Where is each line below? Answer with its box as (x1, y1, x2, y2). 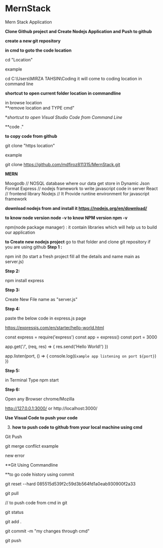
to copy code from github (5, 133, 57, 139)
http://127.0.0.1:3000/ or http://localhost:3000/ (5, 405, 98, 411)
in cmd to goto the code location (5, 47, 72, 53)
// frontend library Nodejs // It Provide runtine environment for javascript (5, 190, 150, 196)
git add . (5, 518, 22, 524)
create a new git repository (5, 38, 61, 44)
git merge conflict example (5, 443, 59, 449)
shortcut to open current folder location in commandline (5, 90, 121, 96)
